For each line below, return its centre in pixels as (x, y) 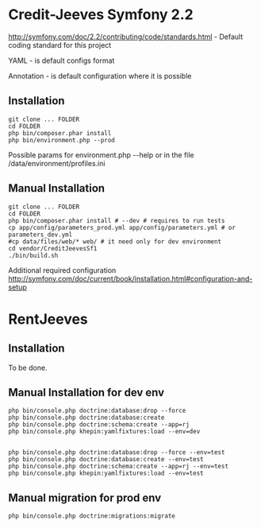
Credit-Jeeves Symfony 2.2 (101, 15)
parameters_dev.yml (40, 235)
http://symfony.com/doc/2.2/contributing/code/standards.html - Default (126, 37)
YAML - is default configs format (61, 60)
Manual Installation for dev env (86, 392)
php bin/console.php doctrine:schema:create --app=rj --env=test (118, 467)
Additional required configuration (62, 270)
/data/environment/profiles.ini (57, 163)
